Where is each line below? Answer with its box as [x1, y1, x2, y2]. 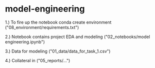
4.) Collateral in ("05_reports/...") [5, 57, 70, 63]
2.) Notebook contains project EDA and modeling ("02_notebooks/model [5, 34, 151, 40]
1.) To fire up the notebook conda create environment [5, 19, 112, 25]
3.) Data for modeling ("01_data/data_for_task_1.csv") [5, 48, 111, 54]
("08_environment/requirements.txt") [5, 24, 79, 30]
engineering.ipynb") [5, 39, 45, 44]
